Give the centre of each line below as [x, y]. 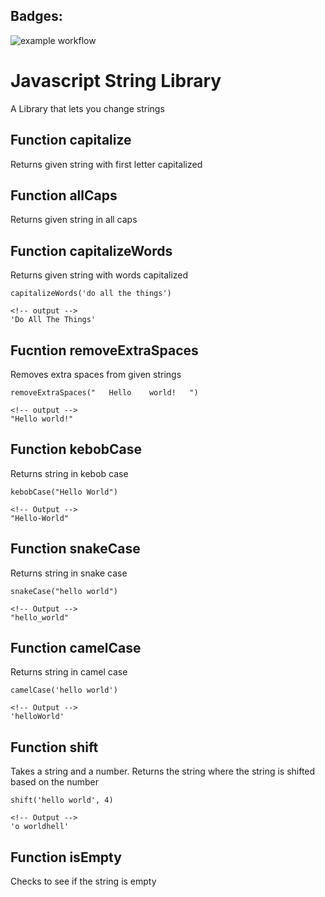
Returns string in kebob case [69, 473]
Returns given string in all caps [74, 220]
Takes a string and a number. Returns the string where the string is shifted [163, 771]
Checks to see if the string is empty [83, 881]
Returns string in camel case [69, 672]
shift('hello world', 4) [62, 800]
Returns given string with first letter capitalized [106, 164]
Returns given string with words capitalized [99, 275]
